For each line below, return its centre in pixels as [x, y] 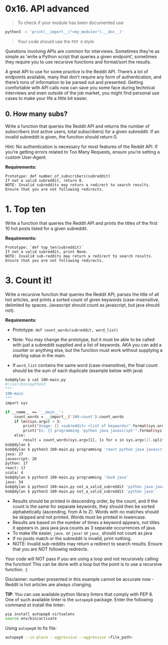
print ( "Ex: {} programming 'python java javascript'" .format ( [89, 431]
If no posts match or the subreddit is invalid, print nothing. [72, 538]
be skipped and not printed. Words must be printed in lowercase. [79, 517]
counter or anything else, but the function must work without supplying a [87, 350]
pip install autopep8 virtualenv [40, 614]
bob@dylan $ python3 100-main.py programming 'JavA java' [67, 477]
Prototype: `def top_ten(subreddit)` [44, 247]
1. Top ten [25, 209]
